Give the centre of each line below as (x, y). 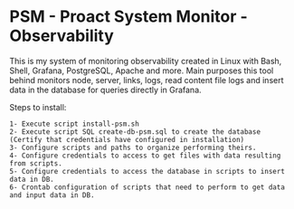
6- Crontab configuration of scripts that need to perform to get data (147, 187)
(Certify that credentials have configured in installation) (127, 139)
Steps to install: (38, 107)
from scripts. (36, 163)
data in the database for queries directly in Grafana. (105, 90)
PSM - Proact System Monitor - (129, 17)
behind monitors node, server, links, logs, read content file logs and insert (147, 80)
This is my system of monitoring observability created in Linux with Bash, (146, 61)
